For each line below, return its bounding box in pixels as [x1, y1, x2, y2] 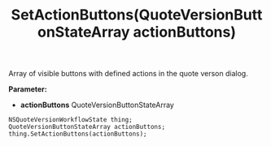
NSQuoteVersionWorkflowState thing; [8, 116, 133, 124]
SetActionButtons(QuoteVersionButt [11, 6, 263, 24]
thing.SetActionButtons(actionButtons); [8, 130, 148, 139]
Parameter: [8, 84, 47, 94]
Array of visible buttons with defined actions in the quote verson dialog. [8, 69, 248, 79]
